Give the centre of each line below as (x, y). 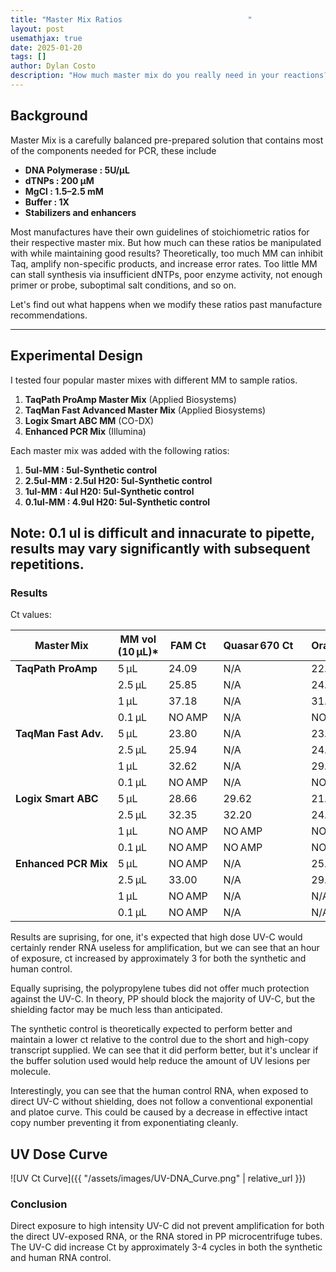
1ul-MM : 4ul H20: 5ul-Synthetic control (109, 491)
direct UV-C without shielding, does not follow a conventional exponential (161, 1102)
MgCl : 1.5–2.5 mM (64, 191)
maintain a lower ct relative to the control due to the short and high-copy (160, 1040)
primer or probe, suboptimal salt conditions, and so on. (123, 285)
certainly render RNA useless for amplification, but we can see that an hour (165, 948)
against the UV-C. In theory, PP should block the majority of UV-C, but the (163, 999)
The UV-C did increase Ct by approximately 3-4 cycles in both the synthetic (166, 1247)
